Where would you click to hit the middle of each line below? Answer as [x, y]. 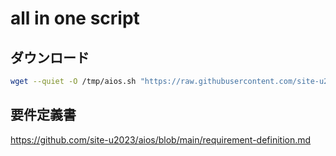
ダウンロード [50, 57]
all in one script [75, 18]
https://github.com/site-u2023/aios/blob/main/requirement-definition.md [161, 139]
